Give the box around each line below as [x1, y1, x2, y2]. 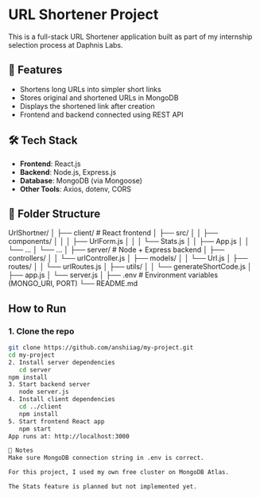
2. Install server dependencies [8, 358, 115, 366]
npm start [18, 425, 52, 433]
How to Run [8, 302, 67, 315]
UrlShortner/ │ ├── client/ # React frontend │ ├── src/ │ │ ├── [8, 228, 219, 237]
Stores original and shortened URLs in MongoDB [19, 93, 179, 102]
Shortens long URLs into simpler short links [19, 84, 161, 94]
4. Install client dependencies [8, 396, 115, 403]
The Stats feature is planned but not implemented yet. [8, 483, 197, 491]
